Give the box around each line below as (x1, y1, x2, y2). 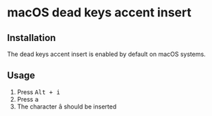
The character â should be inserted (16, 102, 117, 111)
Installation (7, 32, 56, 44)
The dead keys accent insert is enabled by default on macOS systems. (7, 50, 207, 58)
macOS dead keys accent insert (7, 5, 191, 20)
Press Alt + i (16, 87, 60, 96)
